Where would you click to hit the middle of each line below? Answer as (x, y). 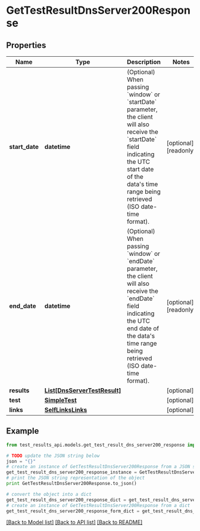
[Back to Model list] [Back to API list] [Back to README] (74, 522)
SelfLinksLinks (66, 410)
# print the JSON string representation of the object (76, 478)
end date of (143, 328)
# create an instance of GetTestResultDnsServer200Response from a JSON (98, 467)
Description (144, 62)
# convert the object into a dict (49, 494)
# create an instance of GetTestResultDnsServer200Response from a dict (98, 505)
